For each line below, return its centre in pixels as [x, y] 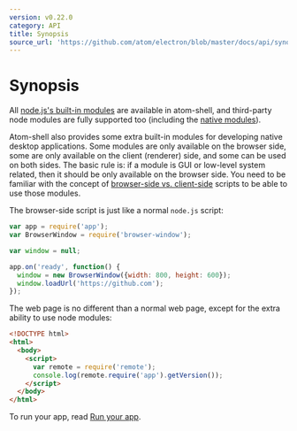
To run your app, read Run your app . [75, 417]
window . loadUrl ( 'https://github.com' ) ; [91, 283]
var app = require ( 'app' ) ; [59, 227]
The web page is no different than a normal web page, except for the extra [145, 308]
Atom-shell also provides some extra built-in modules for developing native [146, 137]
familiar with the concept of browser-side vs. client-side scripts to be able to [148, 184]
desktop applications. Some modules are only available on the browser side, [148, 146]
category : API [35, 26]
